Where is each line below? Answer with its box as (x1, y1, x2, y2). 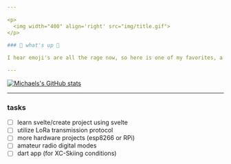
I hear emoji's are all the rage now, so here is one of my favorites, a (7, 54, 223, 62)
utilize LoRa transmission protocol (16, 126, 113, 134)
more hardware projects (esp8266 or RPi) (16, 134, 135, 142)
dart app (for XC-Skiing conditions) (16, 149, 117, 158)
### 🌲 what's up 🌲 (7, 42, 60, 49)
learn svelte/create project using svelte (16, 118, 129, 127)
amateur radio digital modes (16, 141, 97, 150)
